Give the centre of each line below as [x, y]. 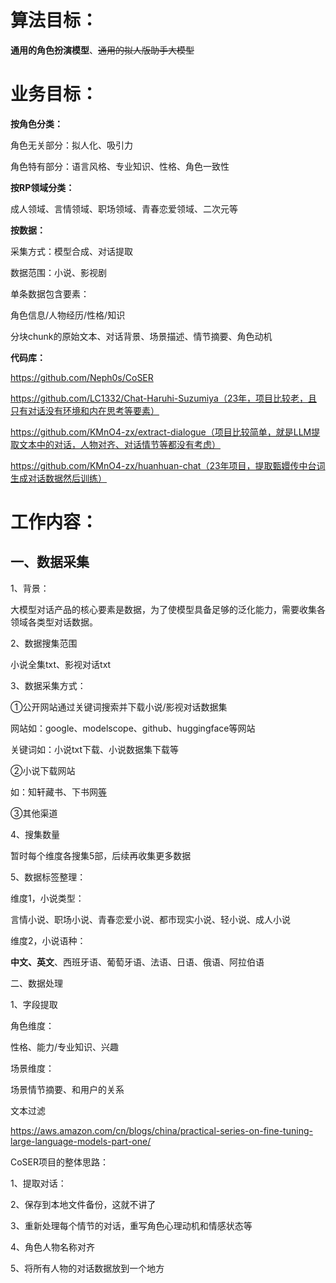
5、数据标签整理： [48, 877]
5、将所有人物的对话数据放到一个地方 [87, 1268]
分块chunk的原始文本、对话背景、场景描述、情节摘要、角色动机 [141, 336]
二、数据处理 [36, 983]
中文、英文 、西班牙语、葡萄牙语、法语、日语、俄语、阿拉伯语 [137, 962]
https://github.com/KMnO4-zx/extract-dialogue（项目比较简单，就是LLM [161, 432]
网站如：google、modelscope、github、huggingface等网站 [133, 728]
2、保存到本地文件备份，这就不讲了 [83, 1204]
